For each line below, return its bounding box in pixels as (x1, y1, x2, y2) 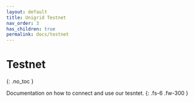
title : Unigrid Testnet (6, 15, 67, 21)
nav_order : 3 (6, 20, 39, 26)
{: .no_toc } (6, 78, 34, 85)
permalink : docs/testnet (6, 32, 69, 38)
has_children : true (6, 25, 56, 32)
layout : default (6, 8, 47, 15)
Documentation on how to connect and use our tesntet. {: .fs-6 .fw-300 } (6, 89, 189, 97)
